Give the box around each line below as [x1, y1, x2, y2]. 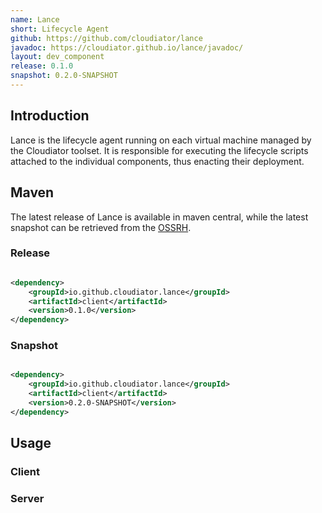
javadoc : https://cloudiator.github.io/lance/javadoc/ [10, 42, 244, 53]
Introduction [10, 107, 90, 125]
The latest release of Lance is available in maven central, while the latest [10, 211, 309, 223]
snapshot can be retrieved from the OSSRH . [10, 221, 192, 233]
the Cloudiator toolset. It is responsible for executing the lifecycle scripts [10, 144, 309, 156]
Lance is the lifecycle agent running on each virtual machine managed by [10, 134, 312, 146]
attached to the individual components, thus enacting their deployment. [10, 155, 305, 167]
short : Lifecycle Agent [10, 24, 110, 34]
